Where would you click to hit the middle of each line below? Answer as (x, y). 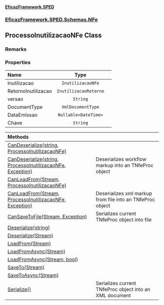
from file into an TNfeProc (125, 199)
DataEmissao (22, 115)
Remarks (16, 49)
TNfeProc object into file (124, 220)
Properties (18, 62)
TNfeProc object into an (123, 289)
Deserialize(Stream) (31, 236)
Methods (18, 137)
